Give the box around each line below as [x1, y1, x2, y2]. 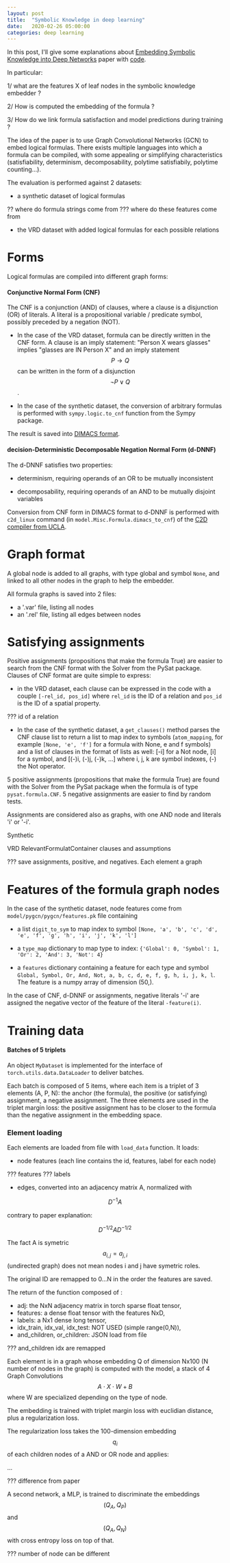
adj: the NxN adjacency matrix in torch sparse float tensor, [16, 1302, 181, 1310]
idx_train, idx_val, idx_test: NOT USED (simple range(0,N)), [16, 1324, 181, 1332]
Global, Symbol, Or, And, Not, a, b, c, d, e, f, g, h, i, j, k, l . [16, 971, 216, 979]
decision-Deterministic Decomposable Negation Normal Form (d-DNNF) [7, 445, 216, 453]
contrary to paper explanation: [7, 1211, 93, 1219]
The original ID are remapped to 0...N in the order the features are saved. [7, 1275, 213, 1283]
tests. [7, 797, 23, 805]
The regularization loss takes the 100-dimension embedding [7, 1427, 177, 1435]
